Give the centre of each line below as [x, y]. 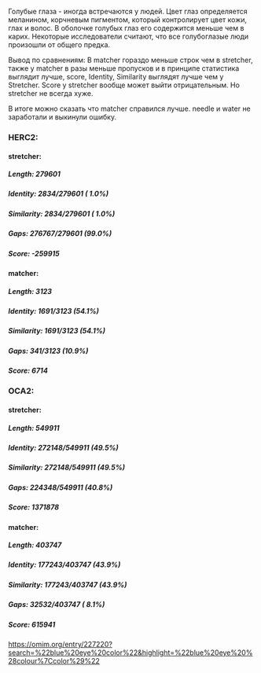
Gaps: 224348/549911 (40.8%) [61, 487]
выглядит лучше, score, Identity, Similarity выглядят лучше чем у [116, 77]
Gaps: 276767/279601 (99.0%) [60, 234]
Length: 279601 [35, 174]
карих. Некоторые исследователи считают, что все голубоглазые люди [129, 36]
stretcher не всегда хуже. [51, 93]
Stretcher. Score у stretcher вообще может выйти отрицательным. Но [124, 85]
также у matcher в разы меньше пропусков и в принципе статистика [124, 68]
